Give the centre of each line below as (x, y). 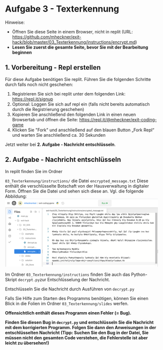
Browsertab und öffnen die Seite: (45, 119)
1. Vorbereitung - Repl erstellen (53, 68)
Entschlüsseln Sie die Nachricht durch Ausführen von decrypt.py (70, 289)
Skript (11, 279)
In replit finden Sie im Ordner (34, 171)
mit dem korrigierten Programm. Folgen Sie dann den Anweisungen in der (81, 327)
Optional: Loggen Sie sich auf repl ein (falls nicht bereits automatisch (81, 104)
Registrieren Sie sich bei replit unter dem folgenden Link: (69, 94)
